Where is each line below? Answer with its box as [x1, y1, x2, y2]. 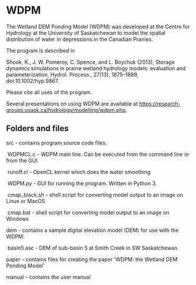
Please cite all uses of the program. [6, 89, 93, 96]
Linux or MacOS [6, 197, 45, 204]
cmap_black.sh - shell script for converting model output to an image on [7, 191, 183, 198]
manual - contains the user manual [6, 273, 91, 280]
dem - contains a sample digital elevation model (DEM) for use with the [6, 227, 179, 234]
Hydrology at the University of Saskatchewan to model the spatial [6, 29, 166, 36]
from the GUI [6, 157, 38, 164]
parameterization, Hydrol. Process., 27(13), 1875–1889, [6, 71, 139, 78]
